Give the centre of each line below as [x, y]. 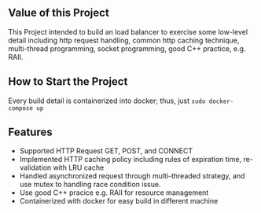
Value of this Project [59, 13]
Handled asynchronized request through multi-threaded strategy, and [132, 176]
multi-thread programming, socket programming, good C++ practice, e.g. [127, 48]
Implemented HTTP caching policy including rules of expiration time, [130, 160]
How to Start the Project [68, 82]
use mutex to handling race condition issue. [90, 185]
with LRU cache [79, 167]
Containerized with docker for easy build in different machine [119, 201]
